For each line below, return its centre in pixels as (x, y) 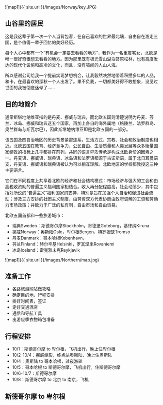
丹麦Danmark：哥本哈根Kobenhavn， (49, 238)
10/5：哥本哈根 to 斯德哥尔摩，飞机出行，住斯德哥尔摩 (66, 367)
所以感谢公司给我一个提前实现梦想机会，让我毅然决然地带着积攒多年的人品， (81, 75)
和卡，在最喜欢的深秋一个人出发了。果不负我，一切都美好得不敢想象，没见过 (81, 81)
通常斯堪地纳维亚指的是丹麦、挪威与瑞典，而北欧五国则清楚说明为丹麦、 (77, 117)
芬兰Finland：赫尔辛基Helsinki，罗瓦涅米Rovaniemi (63, 244)
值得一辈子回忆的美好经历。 (49, 42)
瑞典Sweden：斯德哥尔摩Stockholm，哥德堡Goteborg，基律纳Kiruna (81, 225)
